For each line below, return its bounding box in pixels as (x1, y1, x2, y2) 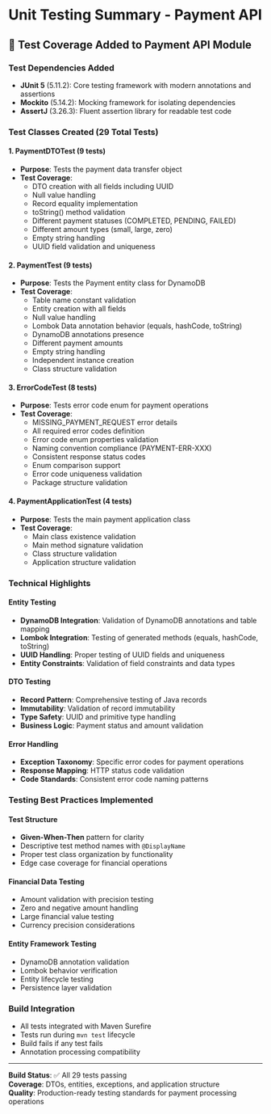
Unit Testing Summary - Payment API (8, 6, 262, 24)
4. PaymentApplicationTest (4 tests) (8, 496, 132, 506)
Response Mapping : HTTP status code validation (19, 766, 185, 775)
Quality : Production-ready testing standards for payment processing (8, 1087, 237, 1097)
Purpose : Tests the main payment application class (19, 514, 191, 524)
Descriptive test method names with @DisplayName (19, 841, 186, 850)
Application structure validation (31, 557, 136, 567)
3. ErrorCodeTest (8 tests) (8, 382, 98, 392)
